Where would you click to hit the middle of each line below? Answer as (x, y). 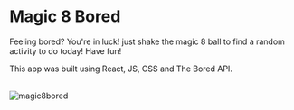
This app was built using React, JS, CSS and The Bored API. (121, 69)
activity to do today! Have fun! (66, 50)
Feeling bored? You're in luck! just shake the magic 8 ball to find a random (147, 41)
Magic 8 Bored (65, 17)
